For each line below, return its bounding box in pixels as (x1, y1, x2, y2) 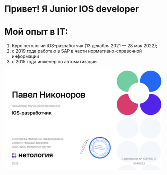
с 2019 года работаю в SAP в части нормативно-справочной (11, 48, 142, 54)
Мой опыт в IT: (4, 26, 68, 38)
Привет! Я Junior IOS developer (4, 3, 139, 15)
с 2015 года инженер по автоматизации (11, 59, 97, 65)
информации (11, 53, 39, 59)
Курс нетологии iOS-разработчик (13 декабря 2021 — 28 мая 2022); (11, 43, 158, 49)
